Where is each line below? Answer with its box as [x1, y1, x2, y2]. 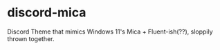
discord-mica [7, 5, 86, 21]
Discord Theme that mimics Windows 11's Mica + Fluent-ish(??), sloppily [7, 27, 213, 36]
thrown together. [7, 34, 55, 42]
